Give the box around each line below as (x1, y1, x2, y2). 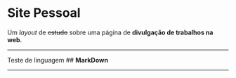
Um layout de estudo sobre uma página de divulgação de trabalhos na (7, 28, 214, 37)
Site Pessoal (7, 5, 81, 21)
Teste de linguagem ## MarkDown (7, 56, 109, 64)
